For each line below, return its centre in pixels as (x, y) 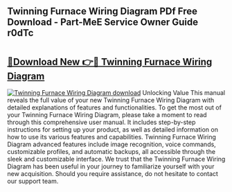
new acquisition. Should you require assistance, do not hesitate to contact (113, 174)
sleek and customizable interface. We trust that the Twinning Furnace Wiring (116, 159)
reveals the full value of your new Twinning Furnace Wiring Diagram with (111, 100)
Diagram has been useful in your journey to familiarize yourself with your (111, 166)
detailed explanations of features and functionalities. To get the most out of (114, 107)
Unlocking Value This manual (184, 93)
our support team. (33, 181)
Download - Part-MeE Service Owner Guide (103, 23)
